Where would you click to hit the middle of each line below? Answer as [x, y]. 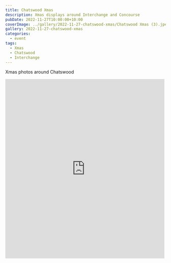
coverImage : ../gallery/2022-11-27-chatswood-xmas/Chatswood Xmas [77, 24]
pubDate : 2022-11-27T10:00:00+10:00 [44, 19]
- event [18, 39]
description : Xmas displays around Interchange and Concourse [73, 15]
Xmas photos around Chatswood [40, 72]
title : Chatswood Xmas [29, 10]
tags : [11, 43]
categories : [18, 34]
